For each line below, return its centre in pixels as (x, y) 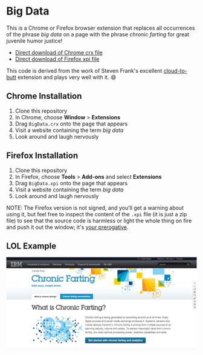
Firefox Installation (42, 156)
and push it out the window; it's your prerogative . (67, 227)
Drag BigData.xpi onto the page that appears (71, 183)
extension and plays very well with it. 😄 (67, 77)
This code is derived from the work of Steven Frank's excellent (84, 70)
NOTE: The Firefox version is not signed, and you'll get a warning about (95, 208)
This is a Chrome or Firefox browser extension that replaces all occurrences (101, 28)
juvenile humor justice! (34, 41)
